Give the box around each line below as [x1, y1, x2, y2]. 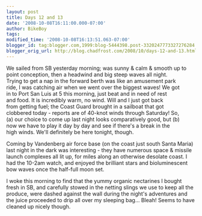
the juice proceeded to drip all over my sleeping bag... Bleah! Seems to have [6, 196, 195, 203]
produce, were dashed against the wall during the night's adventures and [6, 190, 188, 197]
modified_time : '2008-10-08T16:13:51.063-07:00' [6, 37, 130, 43]
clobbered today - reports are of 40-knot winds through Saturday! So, [6, 109, 179, 116]
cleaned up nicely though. [6, 203, 71, 210]
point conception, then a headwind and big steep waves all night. [6, 70, 168, 78]
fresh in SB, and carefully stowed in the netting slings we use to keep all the [6, 184, 194, 191]
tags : [6, 31, 20, 37]
